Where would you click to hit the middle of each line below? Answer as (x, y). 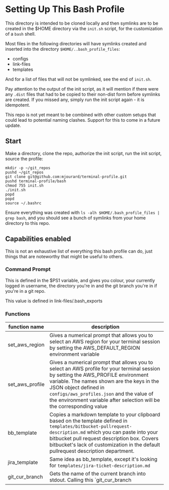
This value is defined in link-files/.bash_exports (54, 301)
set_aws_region (26, 345)
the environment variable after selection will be (105, 400)
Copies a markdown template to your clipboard (105, 415)
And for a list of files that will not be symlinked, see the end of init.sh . (78, 79)
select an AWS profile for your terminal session (105, 369)
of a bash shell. (21, 34)
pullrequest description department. (92, 451)
